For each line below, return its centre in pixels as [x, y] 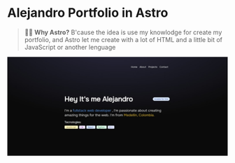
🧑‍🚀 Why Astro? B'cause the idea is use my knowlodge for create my [123, 32]
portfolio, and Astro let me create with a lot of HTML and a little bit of [123, 39]
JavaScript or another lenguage [70, 47]
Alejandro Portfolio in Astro [88, 13]
